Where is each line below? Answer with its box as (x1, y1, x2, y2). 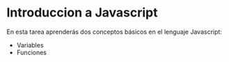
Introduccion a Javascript (6, 5, 158, 21)
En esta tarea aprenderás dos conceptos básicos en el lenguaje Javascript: (6, 28, 222, 36)
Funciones (16, 48, 47, 56)
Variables (16, 41, 44, 49)
